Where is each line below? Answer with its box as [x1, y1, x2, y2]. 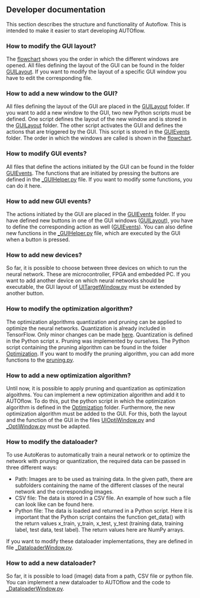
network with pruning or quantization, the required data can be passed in [6, 458, 186, 465]
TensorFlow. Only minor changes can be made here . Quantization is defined [6, 331, 193, 338]
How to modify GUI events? [6, 149, 87, 158]
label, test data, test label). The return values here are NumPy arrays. [14, 526, 185, 534]
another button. [6, 289, 45, 297]
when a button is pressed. [6, 236, 70, 243]
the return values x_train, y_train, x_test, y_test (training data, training [14, 520, 184, 527]
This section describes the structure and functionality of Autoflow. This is [6, 20, 187, 27]
